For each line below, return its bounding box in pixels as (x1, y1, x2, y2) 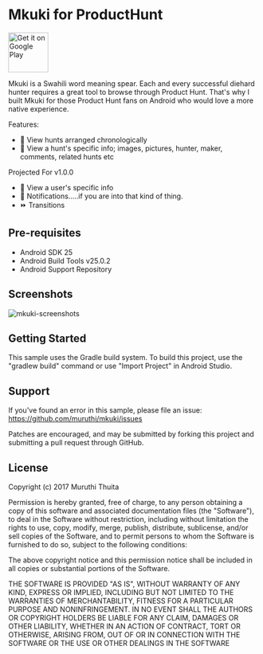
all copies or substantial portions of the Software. (8, 564, 170, 573)
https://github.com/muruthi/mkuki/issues (8, 414, 143, 424)
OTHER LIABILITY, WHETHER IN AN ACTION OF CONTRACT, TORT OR (8, 621, 241, 631)
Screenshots (8, 288, 73, 301)
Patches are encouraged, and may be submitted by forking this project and (8, 429, 255, 439)
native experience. (8, 104, 69, 113)
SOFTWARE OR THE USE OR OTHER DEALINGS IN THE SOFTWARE (8, 639, 230, 648)
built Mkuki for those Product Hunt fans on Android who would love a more (8, 96, 253, 105)
